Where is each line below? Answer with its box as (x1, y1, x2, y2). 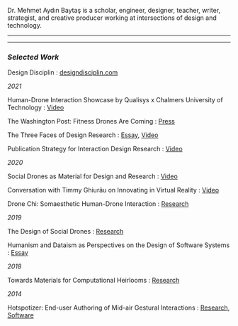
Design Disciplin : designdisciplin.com (7, 68, 118, 77)
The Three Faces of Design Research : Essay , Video (7, 131, 159, 139)
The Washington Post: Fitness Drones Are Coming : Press (7, 117, 175, 126)
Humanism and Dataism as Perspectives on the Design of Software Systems (7, 241, 230, 249)
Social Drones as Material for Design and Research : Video (7, 172, 178, 180)
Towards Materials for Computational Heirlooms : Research (7, 276, 180, 285)
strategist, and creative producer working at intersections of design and (7, 13, 217, 22)
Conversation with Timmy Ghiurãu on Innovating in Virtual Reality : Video (7, 186, 220, 195)
